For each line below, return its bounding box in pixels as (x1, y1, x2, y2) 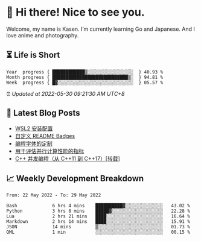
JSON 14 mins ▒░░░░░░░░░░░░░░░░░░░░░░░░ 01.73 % (6, 224, 190, 230)
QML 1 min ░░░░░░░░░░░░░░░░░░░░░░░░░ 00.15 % (6, 229, 190, 236)
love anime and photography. (6, 31, 79, 39)
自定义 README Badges (14, 132, 75, 139)
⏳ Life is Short (6, 50, 60, 60)
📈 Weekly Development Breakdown (6, 173, 144, 183)
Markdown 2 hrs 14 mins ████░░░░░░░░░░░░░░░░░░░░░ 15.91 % (6, 219, 190, 225)
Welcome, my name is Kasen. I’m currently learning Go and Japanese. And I (6, 25, 195, 33)
